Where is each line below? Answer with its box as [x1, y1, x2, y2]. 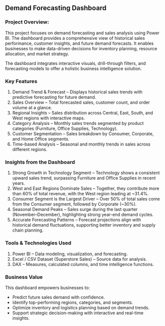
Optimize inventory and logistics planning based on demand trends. [12, 304, 150, 310]
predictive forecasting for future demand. [12, 94, 97, 100]
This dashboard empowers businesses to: [5, 285, 90, 291]
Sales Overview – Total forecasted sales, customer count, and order [12, 99, 150, 105]
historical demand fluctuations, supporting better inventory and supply [12, 222, 156, 228]
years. [12, 180, 26, 186]
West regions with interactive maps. [12, 115, 85, 121]
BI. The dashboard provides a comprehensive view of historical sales [5, 35, 145, 41]
